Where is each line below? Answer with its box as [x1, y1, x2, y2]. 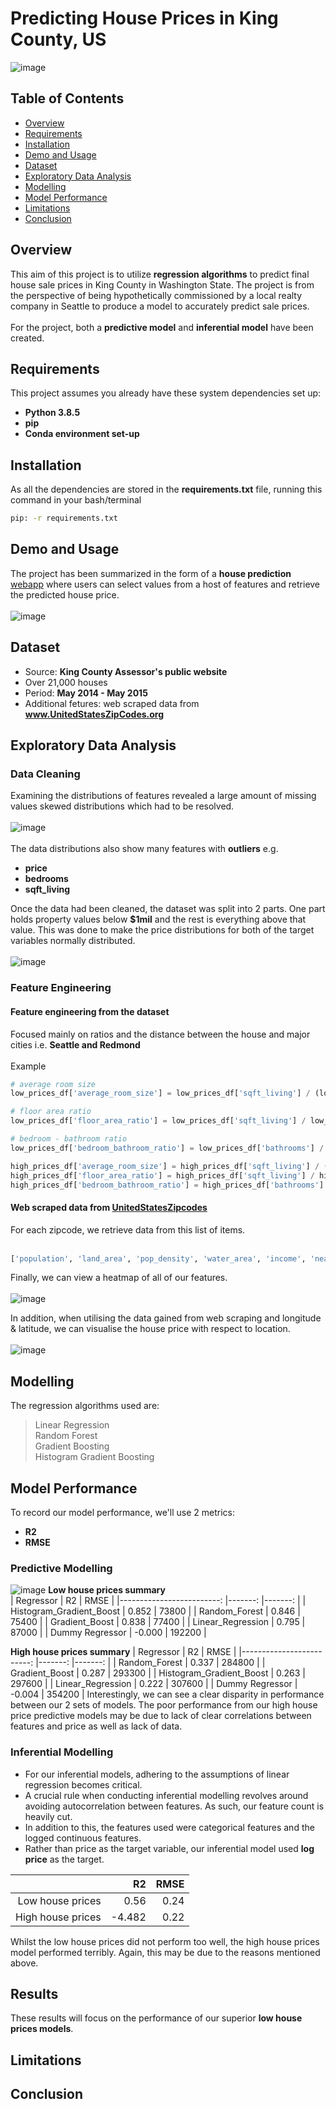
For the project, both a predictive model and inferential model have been [10, 321, 314, 333]
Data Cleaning [10, 767, 81, 781]
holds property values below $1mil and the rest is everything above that [10, 913, 307, 926]
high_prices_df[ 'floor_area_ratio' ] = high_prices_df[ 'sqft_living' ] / [10, 1170, 315, 1181]
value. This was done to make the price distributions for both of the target [10, 924, 315, 936]
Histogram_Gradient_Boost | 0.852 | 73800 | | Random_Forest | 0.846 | [10, 1605, 301, 1617]
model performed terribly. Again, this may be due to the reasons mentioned [10, 1946, 321, 1958]
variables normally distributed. [10, 935, 136, 947]
